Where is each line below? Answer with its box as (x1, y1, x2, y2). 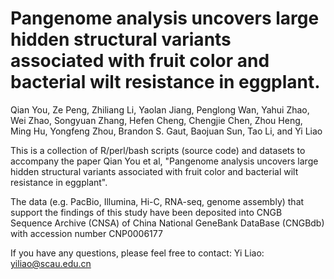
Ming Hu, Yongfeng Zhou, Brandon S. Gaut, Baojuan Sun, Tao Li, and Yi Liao (10, 125, 323, 137)
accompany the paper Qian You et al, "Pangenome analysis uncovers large (10, 155, 319, 167)
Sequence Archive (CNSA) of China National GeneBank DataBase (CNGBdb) (10, 217, 325, 229)
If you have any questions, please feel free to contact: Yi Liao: (10, 247, 265, 259)
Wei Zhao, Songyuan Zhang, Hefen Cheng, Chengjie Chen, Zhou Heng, (10, 114, 303, 126)
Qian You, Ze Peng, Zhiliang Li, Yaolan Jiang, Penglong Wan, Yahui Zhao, (10, 103, 310, 116)
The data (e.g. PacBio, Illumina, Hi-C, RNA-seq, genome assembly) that (10, 195, 305, 207)
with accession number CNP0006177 (10, 227, 163, 239)
